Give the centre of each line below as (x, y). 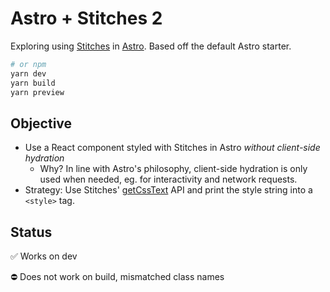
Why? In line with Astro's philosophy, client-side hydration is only (173, 169)
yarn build (33, 83)
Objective (41, 123)
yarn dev (28, 73)
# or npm (28, 64)
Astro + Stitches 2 (86, 18)
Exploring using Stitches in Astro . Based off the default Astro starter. (151, 46)
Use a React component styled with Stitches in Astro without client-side (172, 148)
